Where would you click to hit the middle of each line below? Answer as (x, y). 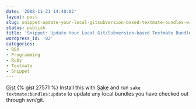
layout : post (22, 17)
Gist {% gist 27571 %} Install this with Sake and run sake (73, 87)
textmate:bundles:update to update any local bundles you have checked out (97, 94)
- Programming (23, 55)
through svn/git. (25, 100)
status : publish (26, 28)
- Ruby (14, 60)
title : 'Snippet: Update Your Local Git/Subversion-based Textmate (90, 33)
